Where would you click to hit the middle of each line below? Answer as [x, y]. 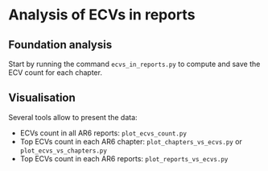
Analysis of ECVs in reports [102, 15]
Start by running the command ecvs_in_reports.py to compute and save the [134, 64]
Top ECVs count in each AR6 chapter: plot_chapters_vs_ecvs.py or [131, 141]
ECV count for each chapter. [56, 73]
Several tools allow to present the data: [73, 117]
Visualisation [42, 98]
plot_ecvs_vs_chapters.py [63, 151]
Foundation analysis [60, 45]
